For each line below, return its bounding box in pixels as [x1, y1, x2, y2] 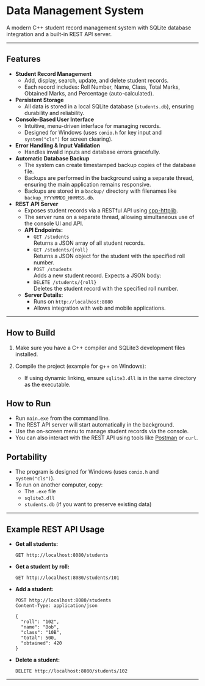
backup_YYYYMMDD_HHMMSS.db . [24, 193, 95, 201]
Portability [6, 452, 48, 462]
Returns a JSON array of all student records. [33, 239, 145, 247]
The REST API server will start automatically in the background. [15, 421, 174, 428]
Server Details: [24, 291, 63, 299]
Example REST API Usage [6, 524, 105, 534]
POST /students [33, 266, 72, 272]
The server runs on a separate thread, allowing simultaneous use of [24, 213, 195, 220]
